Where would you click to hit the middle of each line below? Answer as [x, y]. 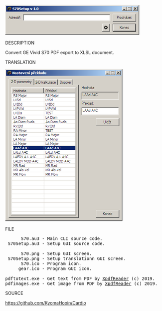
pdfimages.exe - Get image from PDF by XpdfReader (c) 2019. [81, 284]
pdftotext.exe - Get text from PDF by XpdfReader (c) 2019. [80, 279]
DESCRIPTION [20, 43]
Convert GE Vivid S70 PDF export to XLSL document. [60, 52]
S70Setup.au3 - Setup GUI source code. [57, 244]
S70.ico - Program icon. [51, 264]
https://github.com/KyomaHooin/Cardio [46, 303]
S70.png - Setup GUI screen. [56, 254]
